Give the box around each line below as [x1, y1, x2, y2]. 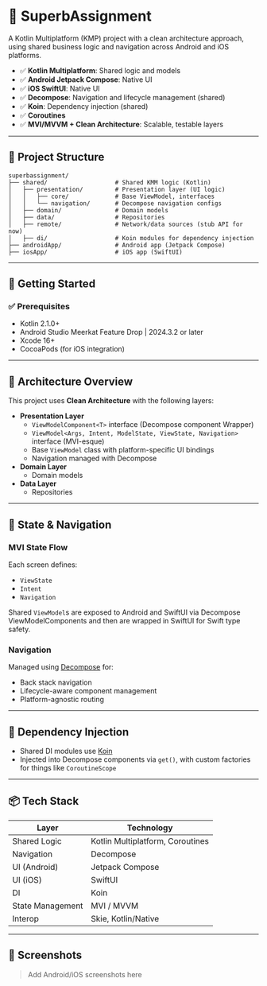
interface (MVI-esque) [31, 437, 105, 446]
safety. [8, 624, 31, 634]
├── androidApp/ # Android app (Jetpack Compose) [8, 241, 226, 249]
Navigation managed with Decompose [31, 453, 157, 464]
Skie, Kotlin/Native [91, 913, 160, 924]
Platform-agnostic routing [19, 695, 105, 705]
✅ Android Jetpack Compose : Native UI [19, 75, 153, 84]
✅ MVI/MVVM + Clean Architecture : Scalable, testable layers [19, 119, 224, 129]
